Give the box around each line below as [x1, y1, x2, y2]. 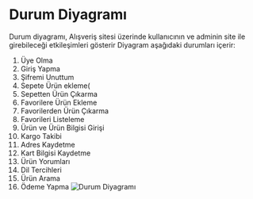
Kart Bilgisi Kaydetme [20, 148, 91, 158]
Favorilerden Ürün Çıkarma [20, 105, 109, 116]
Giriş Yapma [20, 63, 60, 73]
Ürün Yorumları [20, 156, 71, 166]
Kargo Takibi [20, 131, 62, 140]
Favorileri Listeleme [20, 114, 85, 124]
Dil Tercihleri [20, 165, 62, 174]
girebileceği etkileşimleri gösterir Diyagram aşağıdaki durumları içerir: [9, 40, 236, 49]
